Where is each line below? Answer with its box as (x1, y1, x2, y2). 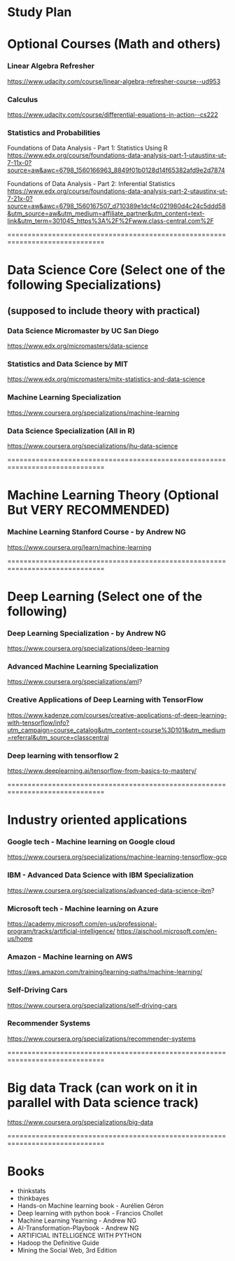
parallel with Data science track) (7, 1095, 199, 1111)
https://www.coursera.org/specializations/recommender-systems (7, 1034, 196, 1043)
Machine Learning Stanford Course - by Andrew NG (7, 527, 187, 537)
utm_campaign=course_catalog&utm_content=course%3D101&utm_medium (7, 725, 226, 734)
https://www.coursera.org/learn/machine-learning (7, 543, 152, 551)
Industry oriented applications (7, 812, 187, 828)
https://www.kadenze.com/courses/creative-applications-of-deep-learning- (7, 711, 227, 719)
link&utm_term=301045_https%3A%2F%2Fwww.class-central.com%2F (7, 217, 215, 225)
